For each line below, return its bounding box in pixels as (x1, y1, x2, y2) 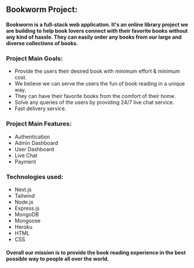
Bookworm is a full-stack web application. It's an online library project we (6, 21, 189, 28)
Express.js (14, 205, 40, 212)
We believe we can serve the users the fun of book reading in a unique (14, 80, 185, 87)
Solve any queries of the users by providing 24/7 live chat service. (14, 99, 175, 106)
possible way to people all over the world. (6, 255, 109, 263)
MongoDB (14, 211, 39, 218)
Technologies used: (6, 172, 64, 181)
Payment (14, 158, 36, 165)
